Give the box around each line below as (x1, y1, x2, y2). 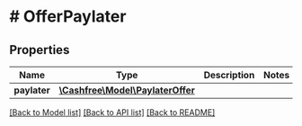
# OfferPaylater (9, 6, 127, 27)
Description (203, 69, 255, 81)
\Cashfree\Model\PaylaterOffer (58, 84, 195, 96)
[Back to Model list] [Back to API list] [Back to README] (9, 107, 216, 118)
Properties (9, 42, 70, 58)
